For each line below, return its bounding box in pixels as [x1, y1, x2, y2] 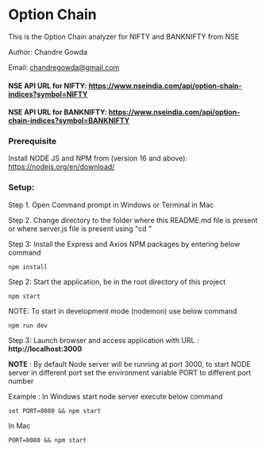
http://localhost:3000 [8, 344, 83, 353]
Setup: [8, 182, 35, 193]
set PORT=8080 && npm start [8, 407, 102, 414]
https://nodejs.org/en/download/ [8, 162, 115, 172]
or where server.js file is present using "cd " [8, 224, 152, 233]
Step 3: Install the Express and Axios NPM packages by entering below [8, 239, 241, 249]
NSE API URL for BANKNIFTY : [8, 107, 107, 117]
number [8, 376, 34, 386]
